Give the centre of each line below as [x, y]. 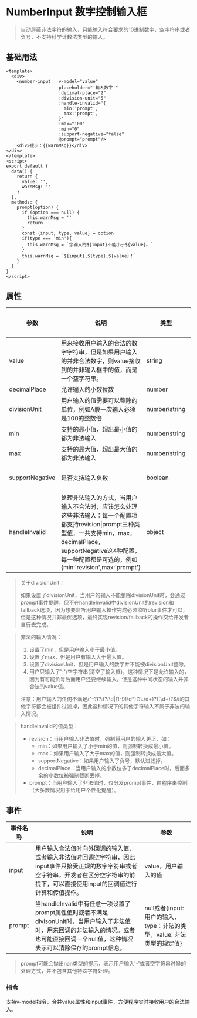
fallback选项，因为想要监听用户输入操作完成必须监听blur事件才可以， [104, 609]
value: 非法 [171, 935]
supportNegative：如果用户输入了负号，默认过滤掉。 [102, 761]
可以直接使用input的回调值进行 [95, 884]
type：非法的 [162, 926]
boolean [157, 478]
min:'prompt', [81, 108]
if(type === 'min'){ [47, 238]
